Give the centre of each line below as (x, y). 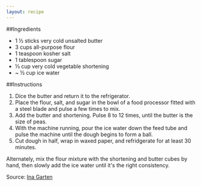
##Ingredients (23, 29)
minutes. (26, 147)
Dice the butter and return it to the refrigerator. (72, 96)
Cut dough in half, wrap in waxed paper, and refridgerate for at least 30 (103, 141)
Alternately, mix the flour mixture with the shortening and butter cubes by (97, 159)
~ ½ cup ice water (37, 72)
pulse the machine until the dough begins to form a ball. (84, 134)
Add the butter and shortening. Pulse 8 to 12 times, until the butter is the (104, 115)
